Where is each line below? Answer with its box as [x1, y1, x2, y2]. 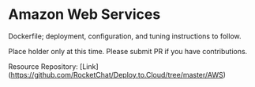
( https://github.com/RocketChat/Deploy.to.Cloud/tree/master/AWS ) [8, 70, 227, 79]
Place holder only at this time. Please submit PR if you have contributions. [8, 46, 248, 56]
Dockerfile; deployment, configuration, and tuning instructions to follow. [8, 31, 242, 41]
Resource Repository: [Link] [8, 61, 99, 71]
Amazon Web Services [8, 5, 161, 24]
